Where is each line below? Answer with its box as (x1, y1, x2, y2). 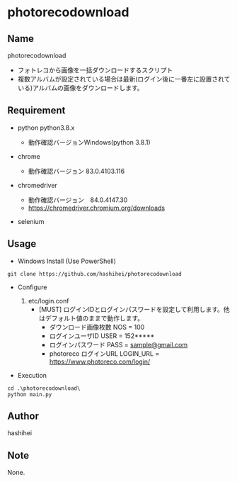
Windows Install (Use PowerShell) (17, 257, 117, 265)
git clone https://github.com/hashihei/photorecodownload (7, 270, 182, 277)
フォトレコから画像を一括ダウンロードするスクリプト (17, 66, 173, 74)
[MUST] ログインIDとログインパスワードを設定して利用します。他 (38, 305, 230, 313)
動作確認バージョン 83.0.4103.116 (28, 167, 125, 175)
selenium (17, 217, 45, 225)
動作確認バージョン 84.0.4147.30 (28, 196, 128, 204)
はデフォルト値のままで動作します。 (38, 313, 144, 323)
